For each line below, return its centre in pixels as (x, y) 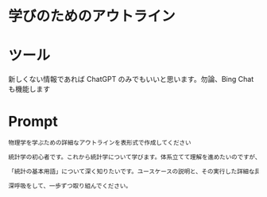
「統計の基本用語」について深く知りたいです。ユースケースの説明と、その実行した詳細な (132, 172)
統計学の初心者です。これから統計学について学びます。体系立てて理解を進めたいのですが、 (135, 157)
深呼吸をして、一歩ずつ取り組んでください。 (70, 186)
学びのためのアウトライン (92, 16)
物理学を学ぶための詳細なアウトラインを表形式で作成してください (100, 143)
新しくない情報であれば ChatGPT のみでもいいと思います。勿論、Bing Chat (131, 79)
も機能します (29, 89)
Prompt (33, 122)
